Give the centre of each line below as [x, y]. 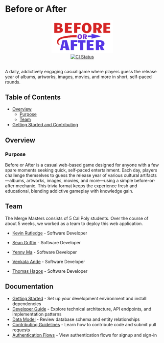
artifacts [149, 175]
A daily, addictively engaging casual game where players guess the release [81, 71]
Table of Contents [33, 97]
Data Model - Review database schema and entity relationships [76, 319]
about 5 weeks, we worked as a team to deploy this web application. [74, 223]
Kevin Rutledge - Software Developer [49, 233]
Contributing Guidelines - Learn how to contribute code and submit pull [84, 324]
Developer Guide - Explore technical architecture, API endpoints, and [82, 309]
